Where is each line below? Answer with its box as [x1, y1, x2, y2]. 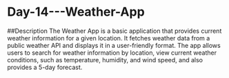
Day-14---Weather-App [7, 4, 145, 20]
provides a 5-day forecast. [7, 63, 83, 71]
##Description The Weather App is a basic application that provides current [7, 27, 222, 35]
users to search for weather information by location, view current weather [7, 49, 217, 57]
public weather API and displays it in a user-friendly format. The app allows [7, 41, 221, 49]
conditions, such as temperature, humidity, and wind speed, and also [7, 55, 203, 64]
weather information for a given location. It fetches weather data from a [7, 34, 210, 42]
